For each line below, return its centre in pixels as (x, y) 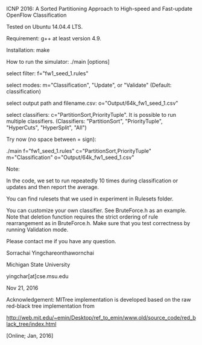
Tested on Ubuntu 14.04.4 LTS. (45, 27)
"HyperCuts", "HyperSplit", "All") (47, 128)
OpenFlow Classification (36, 15)
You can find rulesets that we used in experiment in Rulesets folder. (90, 199)
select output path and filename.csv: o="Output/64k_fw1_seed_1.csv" (92, 103)
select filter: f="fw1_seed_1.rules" (47, 73)
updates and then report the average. (53, 187)
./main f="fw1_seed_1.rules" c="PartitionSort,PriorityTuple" (79, 151)
